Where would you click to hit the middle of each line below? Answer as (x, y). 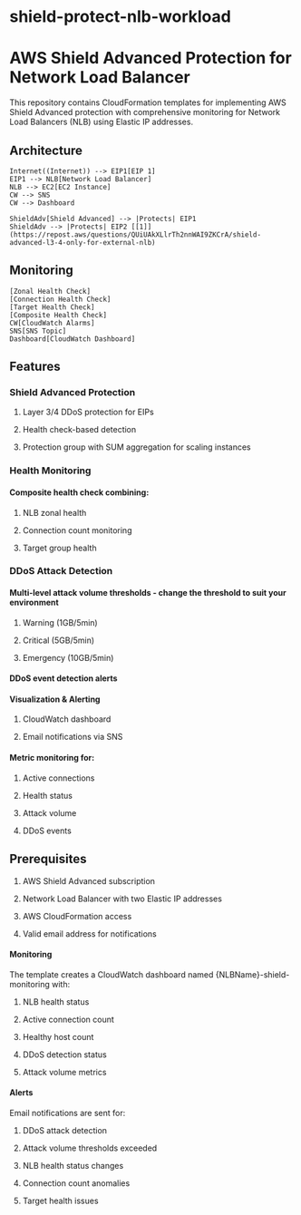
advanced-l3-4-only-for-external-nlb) (83, 242)
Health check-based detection (79, 430)
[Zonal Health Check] (50, 291)
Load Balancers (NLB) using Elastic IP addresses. (101, 122)
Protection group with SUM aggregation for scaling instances (136, 447)
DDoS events (47, 831)
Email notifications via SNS (73, 737)
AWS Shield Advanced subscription (89, 880)
